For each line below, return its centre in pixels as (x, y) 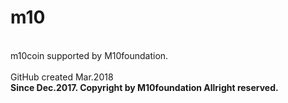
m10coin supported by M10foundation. (89, 55)
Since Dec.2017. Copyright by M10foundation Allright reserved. (144, 87)
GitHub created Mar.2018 (62, 77)
